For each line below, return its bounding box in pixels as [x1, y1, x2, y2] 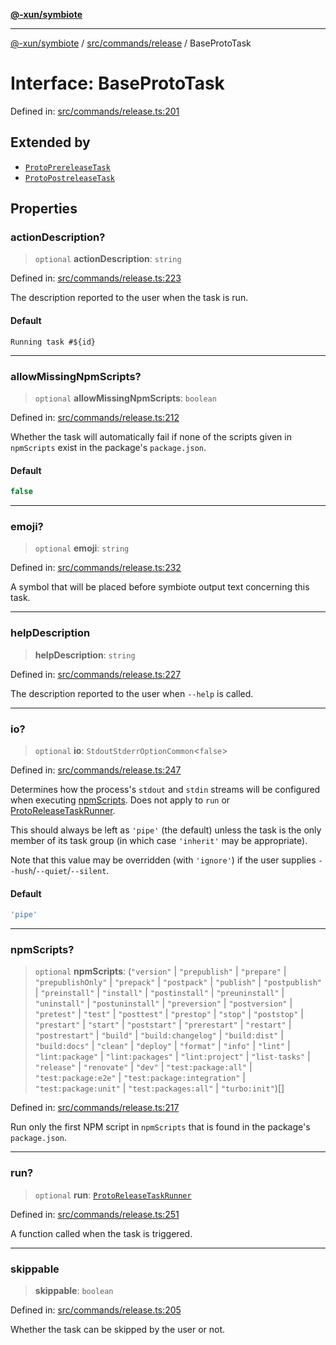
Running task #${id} [10, 337, 97, 347]
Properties [10, 200, 78, 218]
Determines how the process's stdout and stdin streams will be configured [10, 783, 321, 795]
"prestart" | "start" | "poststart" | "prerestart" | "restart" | [34, 1019, 292, 1031]
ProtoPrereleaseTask [24, 162, 111, 173]
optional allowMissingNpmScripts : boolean [34, 392, 217, 404]
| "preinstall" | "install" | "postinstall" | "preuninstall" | [34, 987, 285, 999]
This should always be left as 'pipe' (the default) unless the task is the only [10, 824, 322, 836]
